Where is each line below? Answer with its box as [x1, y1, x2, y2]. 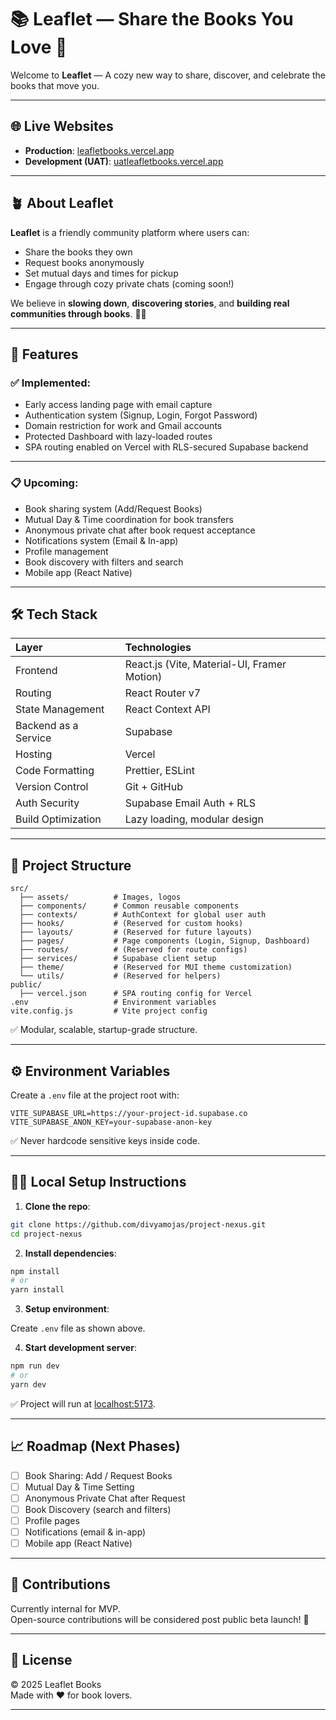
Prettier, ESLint [124, 764, 195, 778]
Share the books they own [24, 246, 133, 258]
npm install [10, 1266, 60, 1276]
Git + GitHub [124, 780, 184, 794]
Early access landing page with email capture [24, 399, 213, 411]
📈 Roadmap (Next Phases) [10, 1438, 181, 1455]
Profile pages [24, 1514, 80, 1526]
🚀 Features [10, 346, 79, 363]
